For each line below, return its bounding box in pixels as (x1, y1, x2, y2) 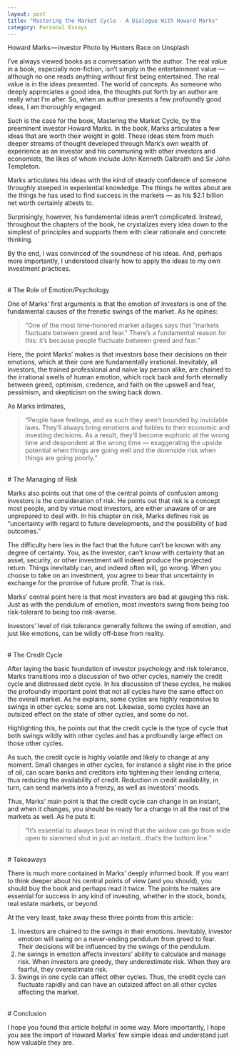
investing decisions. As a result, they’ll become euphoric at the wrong (24, 431, 230, 439)
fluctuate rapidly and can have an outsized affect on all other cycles (17, 980, 218, 989)
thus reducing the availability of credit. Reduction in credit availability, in (7, 776, 219, 785)
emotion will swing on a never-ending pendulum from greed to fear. (17, 935, 216, 943)
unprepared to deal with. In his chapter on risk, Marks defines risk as (7, 512, 210, 520)
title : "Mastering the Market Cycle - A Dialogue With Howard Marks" (7, 17, 219, 24)
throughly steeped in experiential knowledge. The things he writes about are (7, 184, 232, 192)
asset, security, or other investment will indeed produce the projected (7, 556, 212, 565)
